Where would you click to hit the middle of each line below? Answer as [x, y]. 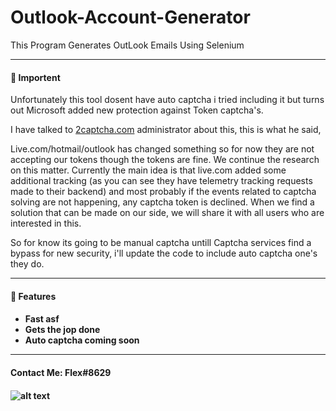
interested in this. [46, 223]
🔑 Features [33, 296]
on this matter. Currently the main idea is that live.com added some [148, 170]
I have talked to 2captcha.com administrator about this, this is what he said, [166, 130]
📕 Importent [35, 77]
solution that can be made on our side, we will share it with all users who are [167, 213]
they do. [27, 264]
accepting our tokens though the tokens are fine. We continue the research [165, 160]
